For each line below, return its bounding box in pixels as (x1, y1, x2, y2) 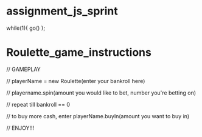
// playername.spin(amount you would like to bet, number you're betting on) (6, 89, 197, 96)
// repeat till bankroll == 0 (6, 101, 71, 108)
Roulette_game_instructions (6, 45, 152, 59)
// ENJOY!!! (6, 124, 35, 132)
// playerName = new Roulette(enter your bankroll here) (6, 77, 145, 84)
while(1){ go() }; (6, 24, 46, 32)
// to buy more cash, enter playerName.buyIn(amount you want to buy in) (6, 112, 190, 119)
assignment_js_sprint (6, 4, 119, 18)
